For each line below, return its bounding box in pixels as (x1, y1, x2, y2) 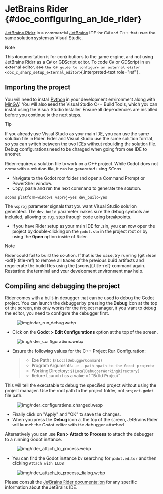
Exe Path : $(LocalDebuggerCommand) (31, 357, 103, 363)
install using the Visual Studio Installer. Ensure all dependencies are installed (5, 106, 158, 112)
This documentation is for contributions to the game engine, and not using (5, 53, 154, 59)
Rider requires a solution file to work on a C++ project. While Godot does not (5, 160, 158, 166)
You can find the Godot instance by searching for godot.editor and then (12, 455, 157, 461)
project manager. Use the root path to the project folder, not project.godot (5, 387, 154, 393)
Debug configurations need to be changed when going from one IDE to (5, 146, 147, 152)
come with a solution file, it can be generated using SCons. (5, 166, 123, 171)
